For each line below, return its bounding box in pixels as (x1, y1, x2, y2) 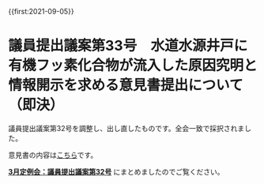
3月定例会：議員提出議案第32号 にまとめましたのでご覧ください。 (8, 167, 224, 176)
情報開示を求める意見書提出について (8, 77, 243, 94)
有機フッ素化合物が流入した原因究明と (8, 57, 258, 74)
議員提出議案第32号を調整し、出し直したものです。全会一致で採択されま (8, 123, 245, 133)
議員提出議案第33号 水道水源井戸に (8, 37, 248, 54)
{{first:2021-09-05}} (8, 7, 74, 16)
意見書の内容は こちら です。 (8, 150, 98, 160)
